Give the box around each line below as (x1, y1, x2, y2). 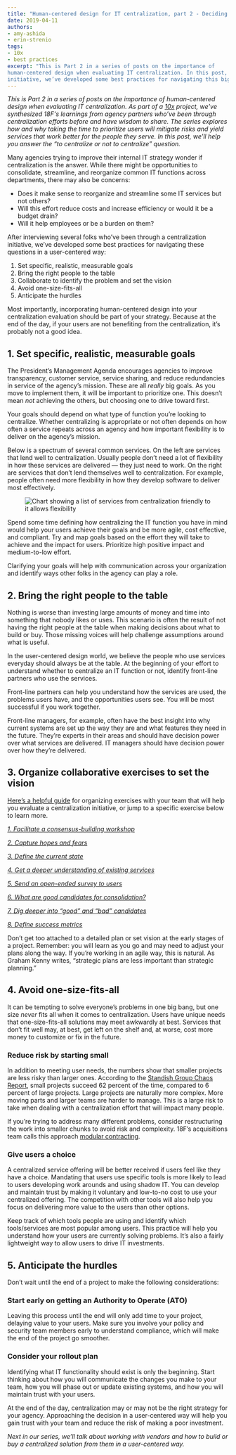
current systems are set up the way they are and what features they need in (7, 724, 227, 732)
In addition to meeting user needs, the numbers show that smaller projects (7, 1066, 223, 1075)
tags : (7, 43, 23, 50)
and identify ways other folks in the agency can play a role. (7, 569, 178, 577)
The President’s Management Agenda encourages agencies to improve (7, 366, 213, 375)
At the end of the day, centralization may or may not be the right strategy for (7, 1404, 228, 1412)
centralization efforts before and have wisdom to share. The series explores (7, 117, 228, 126)
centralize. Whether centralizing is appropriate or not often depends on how (7, 418, 227, 426)
